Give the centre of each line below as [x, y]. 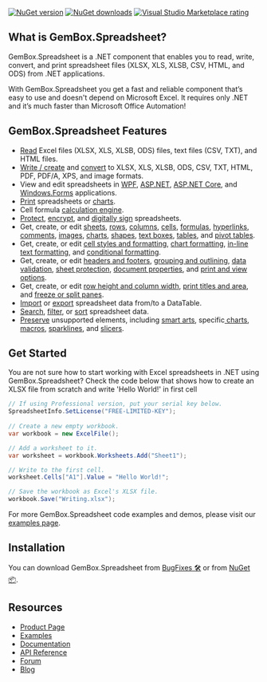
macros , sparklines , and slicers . [72, 328]
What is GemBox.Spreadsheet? [88, 37]
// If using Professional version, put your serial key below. [116, 404]
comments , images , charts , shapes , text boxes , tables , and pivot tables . [137, 235]
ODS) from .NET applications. [57, 73]
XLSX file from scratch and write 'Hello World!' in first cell [103, 389]
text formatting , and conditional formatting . [90, 252]
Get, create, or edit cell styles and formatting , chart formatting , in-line [134, 243]
